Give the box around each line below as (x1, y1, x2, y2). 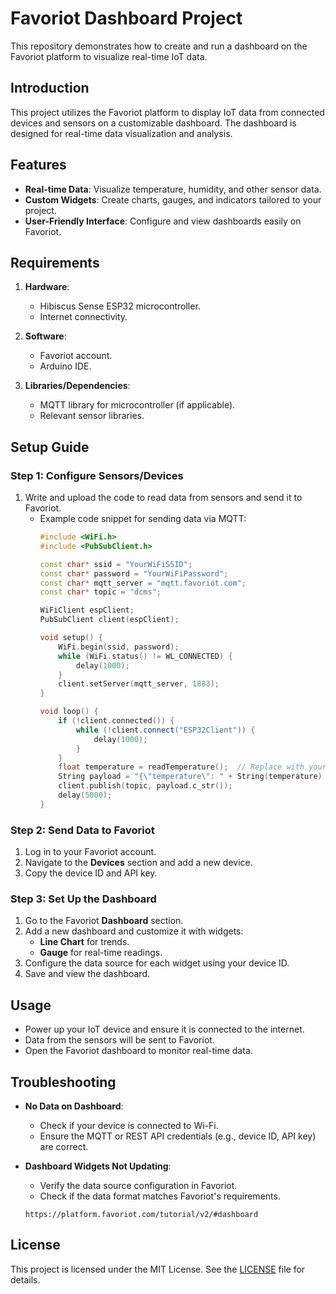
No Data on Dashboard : (24, 1100, 124, 1112)
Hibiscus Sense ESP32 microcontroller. (39, 300, 201, 312)
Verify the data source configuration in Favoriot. (39, 1180, 238, 1192)
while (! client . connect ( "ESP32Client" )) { (75, 725, 256, 735)
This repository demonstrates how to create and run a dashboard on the (10, 40, 308, 52)
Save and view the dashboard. (24, 968, 151, 980)
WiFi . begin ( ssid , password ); (58, 642, 180, 652)
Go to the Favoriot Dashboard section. (24, 915, 184, 927)
